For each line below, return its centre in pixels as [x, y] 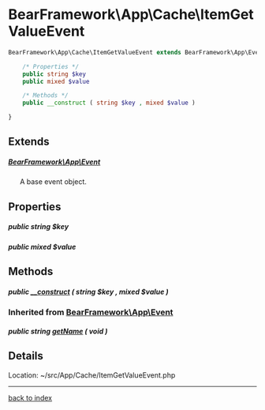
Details [26, 356]
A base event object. [53, 182]
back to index [30, 397]
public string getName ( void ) [58, 331]
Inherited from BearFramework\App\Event [91, 312]
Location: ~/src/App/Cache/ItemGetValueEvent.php [92, 375]
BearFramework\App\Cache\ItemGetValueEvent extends [95, 52]
